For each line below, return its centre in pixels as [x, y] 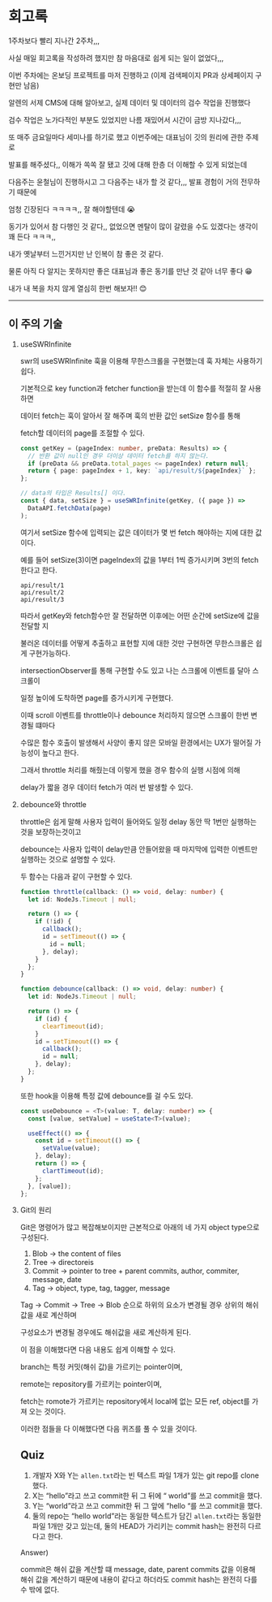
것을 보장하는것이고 [51, 831]
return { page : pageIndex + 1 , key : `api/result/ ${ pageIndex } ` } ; [142, 471]
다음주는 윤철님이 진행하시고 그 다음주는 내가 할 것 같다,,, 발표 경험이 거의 [123, 181]
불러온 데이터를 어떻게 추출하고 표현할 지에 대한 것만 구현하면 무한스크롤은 [137, 643]
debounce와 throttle [53, 804]
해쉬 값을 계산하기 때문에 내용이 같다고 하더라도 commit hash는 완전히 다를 [138, 1579]
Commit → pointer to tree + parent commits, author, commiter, [136, 1271]
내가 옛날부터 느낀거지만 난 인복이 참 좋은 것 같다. [86, 253]
